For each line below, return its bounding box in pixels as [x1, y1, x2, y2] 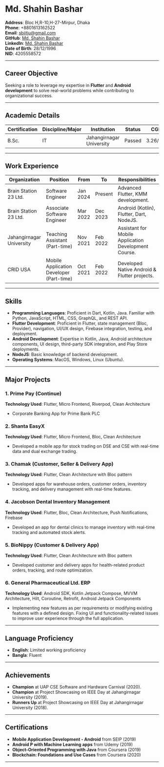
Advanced [118, 184, 142, 191]
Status [125, 126, 141, 133]
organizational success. [5, 93, 53, 98]
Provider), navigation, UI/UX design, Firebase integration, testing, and [12, 326, 152, 332]
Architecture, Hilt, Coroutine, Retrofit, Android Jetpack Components [5, 596, 141, 602]
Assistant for [118, 225, 147, 232]
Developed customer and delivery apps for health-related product [12, 562, 145, 568]
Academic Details [5, 111, 60, 120]
